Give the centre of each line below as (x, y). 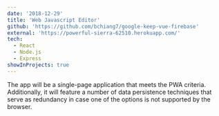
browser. (20, 106)
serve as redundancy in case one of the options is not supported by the (109, 99)
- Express (27, 59)
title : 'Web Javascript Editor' (54, 20)
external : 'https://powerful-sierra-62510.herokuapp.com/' (94, 33)
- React (25, 46)
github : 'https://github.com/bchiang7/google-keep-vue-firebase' (103, 26)
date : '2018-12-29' (35, 13)
